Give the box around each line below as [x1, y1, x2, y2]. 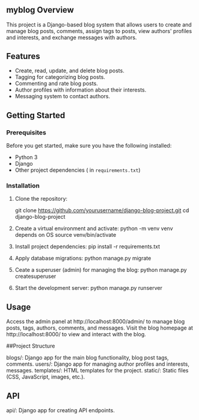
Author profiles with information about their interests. [14, 86, 147, 93]
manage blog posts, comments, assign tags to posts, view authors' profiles [6, 27, 192, 34]
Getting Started [6, 110, 66, 121]
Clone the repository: [14, 195, 68, 202]
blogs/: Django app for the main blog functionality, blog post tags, [6, 354, 170, 362]
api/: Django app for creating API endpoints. [6, 407, 115, 414]
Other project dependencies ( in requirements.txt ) [14, 166, 141, 174]
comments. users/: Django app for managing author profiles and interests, [6, 360, 189, 368]
